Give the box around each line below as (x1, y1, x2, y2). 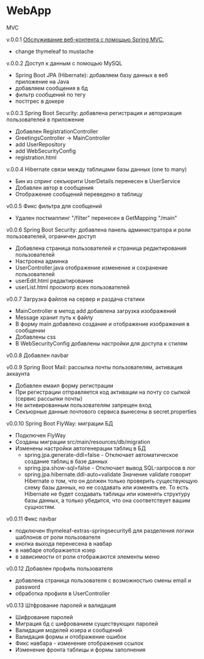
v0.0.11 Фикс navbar (6, 515, 57, 522)
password (15, 583, 41, 590)
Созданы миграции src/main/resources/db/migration (15, 438, 151, 445)
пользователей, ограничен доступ (6, 232, 97, 239)
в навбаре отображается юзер (15, 546, 96, 554)
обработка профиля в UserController (15, 589, 110, 597)
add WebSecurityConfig (15, 147, 76, 154)
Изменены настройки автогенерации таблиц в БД (15, 445, 146, 452)
